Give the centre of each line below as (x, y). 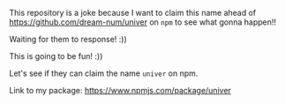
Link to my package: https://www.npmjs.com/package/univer (120, 90)
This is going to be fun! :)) (56, 56)
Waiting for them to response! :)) (68, 39)
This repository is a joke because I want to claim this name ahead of (133, 13)
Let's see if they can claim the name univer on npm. (104, 73)
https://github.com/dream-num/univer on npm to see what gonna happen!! (142, 22)
